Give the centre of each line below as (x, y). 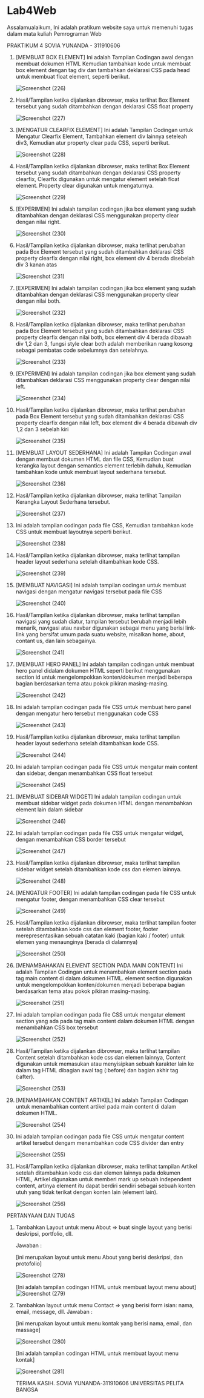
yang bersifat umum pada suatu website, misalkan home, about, (106, 634)
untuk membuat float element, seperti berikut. (73, 76)
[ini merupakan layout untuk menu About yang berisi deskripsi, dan (99, 1257)
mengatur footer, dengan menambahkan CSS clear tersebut (90, 899)
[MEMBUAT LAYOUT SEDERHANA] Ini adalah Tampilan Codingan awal (103, 452)
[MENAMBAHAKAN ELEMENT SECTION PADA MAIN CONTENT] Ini (99, 965)
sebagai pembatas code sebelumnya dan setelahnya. (82, 350)
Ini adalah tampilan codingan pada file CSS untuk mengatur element (100, 1014)
